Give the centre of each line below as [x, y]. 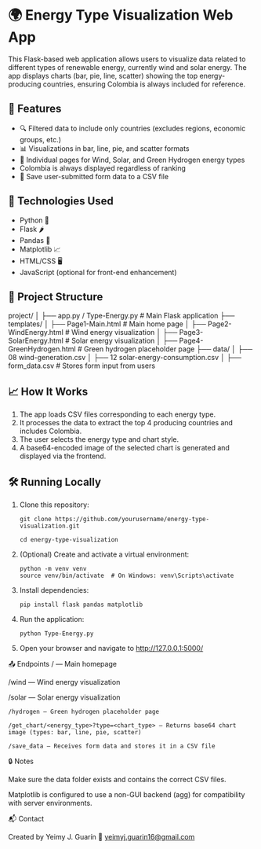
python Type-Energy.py [56, 634]
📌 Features [35, 109]
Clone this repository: [54, 505]
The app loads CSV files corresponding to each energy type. [118, 414]
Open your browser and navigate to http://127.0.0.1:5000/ [111, 648]
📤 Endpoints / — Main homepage [63, 664]
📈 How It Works [48, 391]
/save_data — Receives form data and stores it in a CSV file [112, 746]
